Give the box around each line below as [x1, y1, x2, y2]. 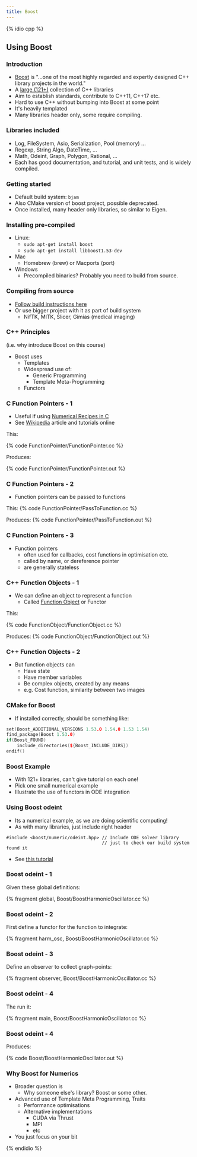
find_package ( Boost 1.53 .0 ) [6, 732, 76, 738]
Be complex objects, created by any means [23, 680, 129, 687]
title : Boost [6, 8, 39, 15]
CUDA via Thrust [32, 1114, 74, 1121]
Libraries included [6, 126, 60, 134]
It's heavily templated [14, 105, 68, 112]
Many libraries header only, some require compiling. [14, 111, 142, 119]
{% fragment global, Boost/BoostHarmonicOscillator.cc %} [6, 895, 150, 902]
